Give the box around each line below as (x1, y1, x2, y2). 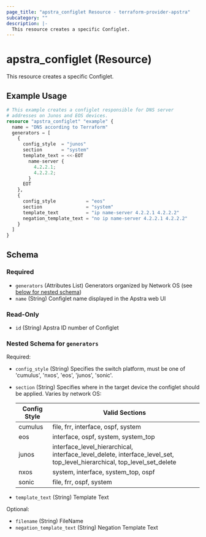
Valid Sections (103, 409, 146, 417)
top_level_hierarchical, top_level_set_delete (52, 458, 177, 466)
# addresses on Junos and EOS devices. (6, 112, 109, 118)
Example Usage (6, 90, 67, 101)
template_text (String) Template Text (15, 493, 109, 501)
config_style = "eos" (22, 198, 105, 204)
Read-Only (6, 310, 40, 319)
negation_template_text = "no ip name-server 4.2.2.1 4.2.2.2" (22, 215, 188, 222)
